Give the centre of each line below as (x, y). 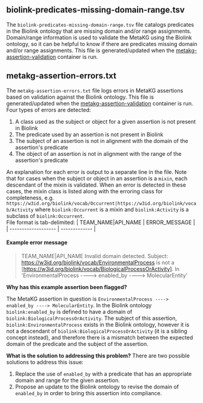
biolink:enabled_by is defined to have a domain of (69, 311)
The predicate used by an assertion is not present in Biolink (89, 134)
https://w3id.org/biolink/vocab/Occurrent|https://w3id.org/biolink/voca (101, 203)
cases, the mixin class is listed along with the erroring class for (85, 191)
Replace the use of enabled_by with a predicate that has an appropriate (103, 374)
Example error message (37, 242)
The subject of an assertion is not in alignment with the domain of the (102, 141)
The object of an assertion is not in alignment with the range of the (98, 153)
